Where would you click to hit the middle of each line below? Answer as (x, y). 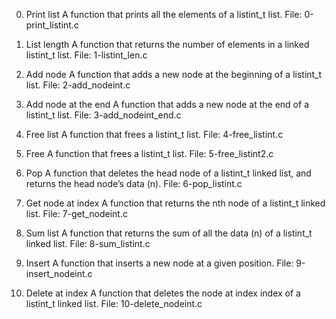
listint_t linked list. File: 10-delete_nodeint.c (114, 303)
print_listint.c (52, 25)
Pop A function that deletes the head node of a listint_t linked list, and (168, 173)
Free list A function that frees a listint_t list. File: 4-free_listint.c (154, 134)
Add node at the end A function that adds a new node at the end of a (167, 104)
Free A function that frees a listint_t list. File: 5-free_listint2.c (149, 153)
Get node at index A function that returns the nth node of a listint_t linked (175, 203)
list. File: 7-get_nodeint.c (76, 213)
